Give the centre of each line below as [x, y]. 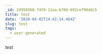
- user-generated [28, 33]
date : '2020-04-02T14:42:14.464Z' [41, 19]
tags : [11, 28]
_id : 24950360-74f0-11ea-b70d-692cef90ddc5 [51, 10]
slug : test [16, 24]
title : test [17, 14]
